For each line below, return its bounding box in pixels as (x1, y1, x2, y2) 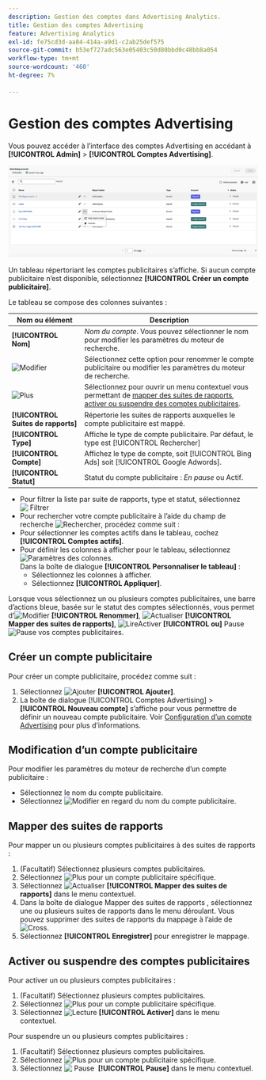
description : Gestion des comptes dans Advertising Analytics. (8, 13, 222, 21)
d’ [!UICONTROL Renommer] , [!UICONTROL (8, 610, 232, 620)
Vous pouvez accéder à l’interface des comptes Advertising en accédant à (8, 141, 252, 150)
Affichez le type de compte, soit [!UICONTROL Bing (84, 449, 252, 458)
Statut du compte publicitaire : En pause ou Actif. (84, 472, 244, 482)
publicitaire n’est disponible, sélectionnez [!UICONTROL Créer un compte (8, 274, 249, 283)
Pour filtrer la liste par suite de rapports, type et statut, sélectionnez (19, 494, 241, 504)
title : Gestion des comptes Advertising (8, 21, 144, 29)
